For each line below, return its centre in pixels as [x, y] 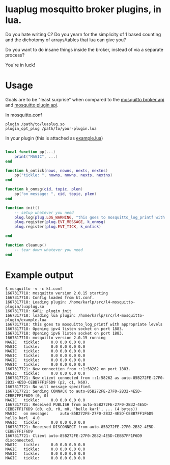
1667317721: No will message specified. [49, 387]
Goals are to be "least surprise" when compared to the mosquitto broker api [85, 99]
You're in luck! [20, 65]
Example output [39, 275]
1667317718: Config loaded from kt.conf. [50, 297]
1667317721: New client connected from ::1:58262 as [62, 378]
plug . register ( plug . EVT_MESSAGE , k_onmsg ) [60, 222]
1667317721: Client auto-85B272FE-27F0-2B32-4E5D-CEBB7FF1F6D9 [74, 436]
